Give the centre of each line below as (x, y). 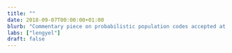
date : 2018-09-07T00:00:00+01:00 (56, 20)
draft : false (26, 39)
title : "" (22, 13)
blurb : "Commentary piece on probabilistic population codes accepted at (117, 26)
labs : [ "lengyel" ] (34, 33)
